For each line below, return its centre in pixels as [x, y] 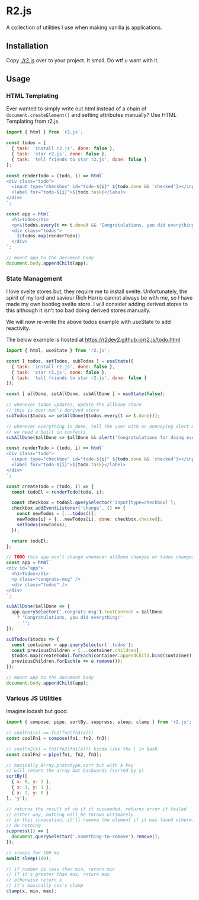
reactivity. [18, 328]
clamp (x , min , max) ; [32, 891]
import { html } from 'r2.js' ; [45, 132]
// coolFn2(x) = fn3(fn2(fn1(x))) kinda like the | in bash [82, 749]
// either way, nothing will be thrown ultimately [70, 815]
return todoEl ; [30, 541]
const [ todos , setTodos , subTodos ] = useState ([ [70, 361]
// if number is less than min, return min [61, 869]
